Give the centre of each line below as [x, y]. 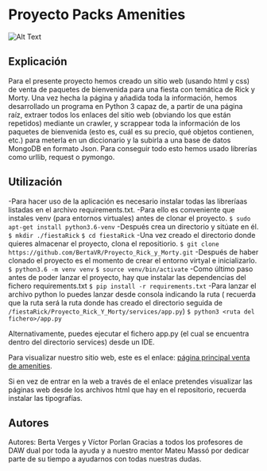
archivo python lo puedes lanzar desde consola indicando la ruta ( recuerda [132, 294]
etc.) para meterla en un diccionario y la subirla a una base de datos [120, 140]
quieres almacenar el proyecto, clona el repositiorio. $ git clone [114, 243]
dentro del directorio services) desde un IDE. [81, 342]
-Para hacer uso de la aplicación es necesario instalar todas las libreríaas [128, 201]
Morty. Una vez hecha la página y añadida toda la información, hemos [123, 98]
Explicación [38, 62]
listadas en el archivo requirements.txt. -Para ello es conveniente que [122, 209]
